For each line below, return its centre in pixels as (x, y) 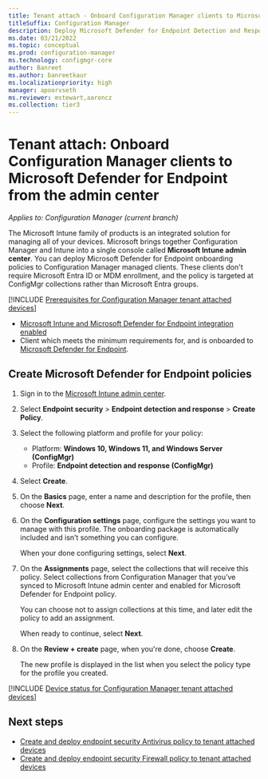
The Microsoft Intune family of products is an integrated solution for (120, 234)
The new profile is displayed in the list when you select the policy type (135, 664)
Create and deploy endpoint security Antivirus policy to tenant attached (137, 741)
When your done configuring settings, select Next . (103, 553)
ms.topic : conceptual (44, 46)
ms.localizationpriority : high (60, 82)
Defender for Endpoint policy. (68, 593)
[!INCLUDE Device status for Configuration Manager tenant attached (121, 688)
